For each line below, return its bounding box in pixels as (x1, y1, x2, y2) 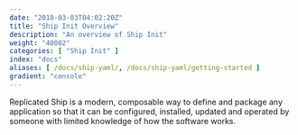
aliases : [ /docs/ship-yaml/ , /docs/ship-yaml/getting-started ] (9, 64, 260, 73)
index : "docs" (9, 55, 63, 64)
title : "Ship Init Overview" (9, 22, 119, 31)
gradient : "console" (9, 72, 88, 81)
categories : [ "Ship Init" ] (9, 47, 119, 56)
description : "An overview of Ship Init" (9, 30, 168, 39)
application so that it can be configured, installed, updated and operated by (9, 105, 290, 117)
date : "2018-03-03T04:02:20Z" (9, 13, 124, 22)
